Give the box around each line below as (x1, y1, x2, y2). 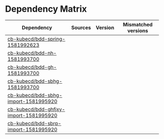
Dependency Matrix (5, 3, 87, 15)
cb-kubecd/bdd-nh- (7, 49, 57, 56)
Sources (71, 24, 91, 31)
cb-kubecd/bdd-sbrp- (7, 120, 61, 127)
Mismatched (123, 21, 153, 28)
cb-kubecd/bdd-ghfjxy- (7, 106, 65, 113)
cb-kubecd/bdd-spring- (7, 35, 66, 42)
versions (127, 27, 148, 34)
